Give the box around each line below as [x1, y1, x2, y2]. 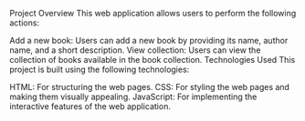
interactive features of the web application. [9, 101, 172, 112]
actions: [9, 17, 39, 28]
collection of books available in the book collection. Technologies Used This [9, 55, 296, 65]
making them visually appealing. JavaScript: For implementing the [9, 91, 258, 102]
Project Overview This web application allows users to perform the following [9, 8, 297, 18]
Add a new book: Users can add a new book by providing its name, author [9, 35, 289, 45]
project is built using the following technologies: [9, 64, 190, 75]
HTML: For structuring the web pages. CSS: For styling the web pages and [9, 82, 290, 92]
